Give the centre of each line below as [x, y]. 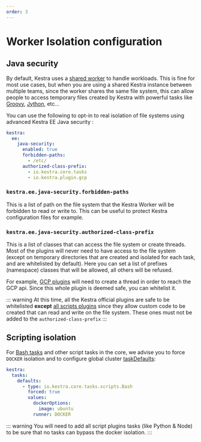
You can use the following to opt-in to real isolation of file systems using [95, 115]
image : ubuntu [56, 409]
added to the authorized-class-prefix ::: [57, 319]
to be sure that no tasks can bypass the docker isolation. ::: [79, 432]
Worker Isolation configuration [84, 41]
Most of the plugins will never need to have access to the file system [91, 251]
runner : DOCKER [52, 414]
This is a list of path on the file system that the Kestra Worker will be [90, 204]
